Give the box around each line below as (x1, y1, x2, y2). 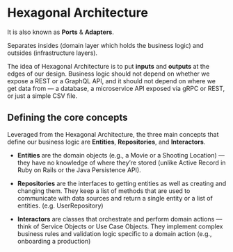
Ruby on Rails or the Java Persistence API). (17, 165, 141, 174)
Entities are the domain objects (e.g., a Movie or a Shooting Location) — (17, 151, 225, 159)
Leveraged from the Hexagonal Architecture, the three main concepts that (7, 130, 219, 138)
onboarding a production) (17, 237, 91, 245)
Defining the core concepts (7, 112, 128, 124)
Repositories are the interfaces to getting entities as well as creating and (17, 179, 227, 187)
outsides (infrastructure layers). (7, 49, 98, 57)
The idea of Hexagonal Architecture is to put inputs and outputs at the (7, 62, 210, 70)
